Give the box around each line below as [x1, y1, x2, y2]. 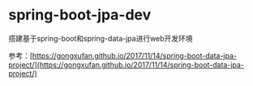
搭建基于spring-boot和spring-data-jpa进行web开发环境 [8, 33, 193, 43]
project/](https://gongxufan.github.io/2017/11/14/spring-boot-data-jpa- [8, 59, 245, 70]
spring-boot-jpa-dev [8, 6, 152, 24]
